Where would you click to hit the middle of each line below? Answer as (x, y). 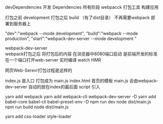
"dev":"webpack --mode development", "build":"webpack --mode (71, 33)
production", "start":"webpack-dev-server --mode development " (71, 39)
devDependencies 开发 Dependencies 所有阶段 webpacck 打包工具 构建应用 (82, 7)
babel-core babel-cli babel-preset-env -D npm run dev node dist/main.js (78, 102)
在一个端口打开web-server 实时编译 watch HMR (53, 60)
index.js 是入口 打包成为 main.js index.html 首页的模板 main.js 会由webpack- (82, 81)
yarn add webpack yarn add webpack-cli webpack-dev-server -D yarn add (81, 96)
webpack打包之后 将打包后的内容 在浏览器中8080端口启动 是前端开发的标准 (81, 54)
